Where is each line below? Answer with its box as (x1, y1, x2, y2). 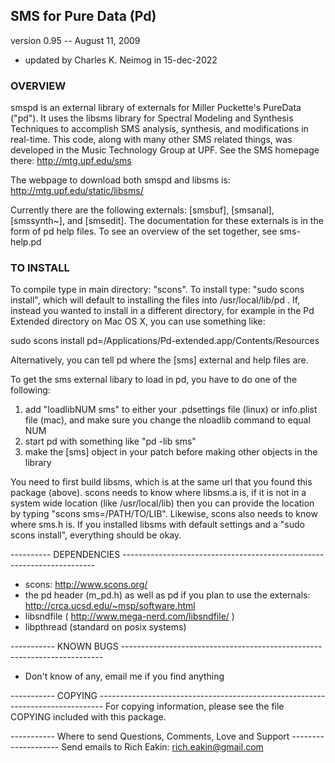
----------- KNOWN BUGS (10, 640, 119, 653)
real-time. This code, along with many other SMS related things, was (10, 134, 293, 146)
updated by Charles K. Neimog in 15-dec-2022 (24, 54, 218, 66)
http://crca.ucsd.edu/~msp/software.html (24, 600, 196, 612)
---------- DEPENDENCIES (10, 549, 121, 561)
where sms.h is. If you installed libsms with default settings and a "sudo (10, 519, 305, 531)
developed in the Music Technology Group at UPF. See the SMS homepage (10, 144, 320, 156)
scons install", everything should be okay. (10, 529, 182, 541)
